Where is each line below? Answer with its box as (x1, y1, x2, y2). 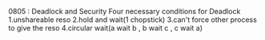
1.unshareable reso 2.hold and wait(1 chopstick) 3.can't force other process (8, 15, 258, 24)
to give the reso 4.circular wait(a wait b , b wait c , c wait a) (8, 24, 203, 32)
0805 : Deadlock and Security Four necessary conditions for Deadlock (8, 7, 241, 16)
